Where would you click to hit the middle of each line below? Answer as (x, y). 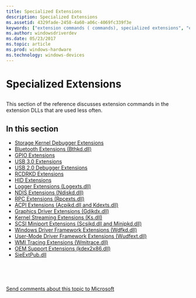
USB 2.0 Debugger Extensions (51, 168)
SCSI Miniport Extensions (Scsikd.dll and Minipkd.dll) (78, 224)
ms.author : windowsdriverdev (41, 33)
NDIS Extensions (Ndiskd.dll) (49, 193)
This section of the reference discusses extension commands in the (87, 104)
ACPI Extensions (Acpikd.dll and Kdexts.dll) (66, 205)
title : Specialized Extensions (44, 11)
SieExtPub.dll (30, 255)
